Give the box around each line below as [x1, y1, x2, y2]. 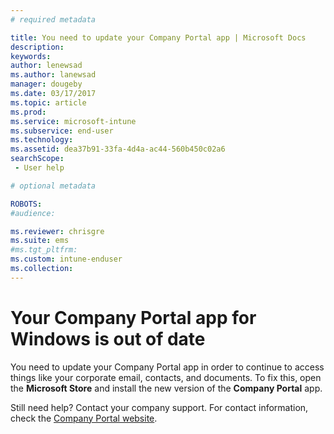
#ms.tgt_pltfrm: [10, 245, 78, 255]
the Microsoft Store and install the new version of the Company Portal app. [10, 382, 323, 394]
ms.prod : [10, 107, 47, 117]
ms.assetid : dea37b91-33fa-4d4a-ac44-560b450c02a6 [10, 144, 226, 155]
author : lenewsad [10, 61, 83, 71]
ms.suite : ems [10, 236, 70, 246]
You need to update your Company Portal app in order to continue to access [10, 361, 325, 373]
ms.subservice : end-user [10, 126, 114, 136]
